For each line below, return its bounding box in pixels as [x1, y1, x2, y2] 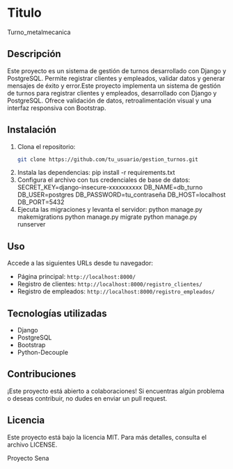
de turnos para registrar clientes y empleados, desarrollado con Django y [7, 89, 217, 97]
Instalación [7, 124, 57, 136]
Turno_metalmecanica [7, 28, 71, 36]
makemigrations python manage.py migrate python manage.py [17, 213, 198, 221]
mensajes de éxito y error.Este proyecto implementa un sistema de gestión [7, 82, 221, 90]
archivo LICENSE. [7, 440, 58, 449]
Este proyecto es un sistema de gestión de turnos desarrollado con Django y [7, 66, 227, 75]
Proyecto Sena [7, 454, 49, 462]
